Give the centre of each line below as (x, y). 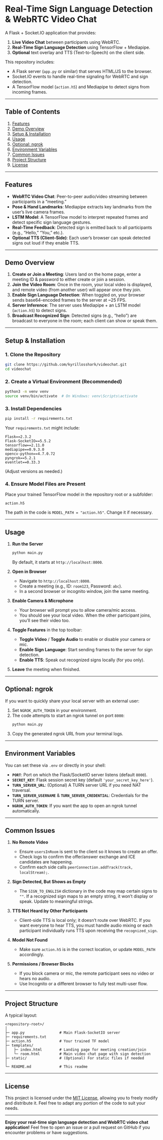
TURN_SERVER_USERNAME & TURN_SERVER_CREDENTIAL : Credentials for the (80, 795)
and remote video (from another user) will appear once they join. (77, 290)
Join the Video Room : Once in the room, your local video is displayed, (82, 285)
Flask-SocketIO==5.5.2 (28, 441)
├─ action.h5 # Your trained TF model (57, 1041)
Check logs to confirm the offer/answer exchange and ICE (77, 857)
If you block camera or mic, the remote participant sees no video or (87, 973)
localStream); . (34, 872)
